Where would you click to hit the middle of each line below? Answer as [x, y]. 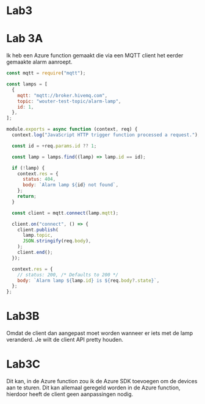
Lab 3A [25, 39]
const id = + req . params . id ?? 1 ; [54, 146]
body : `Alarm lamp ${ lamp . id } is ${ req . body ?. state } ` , [88, 280]
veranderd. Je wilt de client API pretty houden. [65, 340]
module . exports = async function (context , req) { [72, 129]
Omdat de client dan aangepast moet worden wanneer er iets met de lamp [100, 333]
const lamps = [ [27, 84]
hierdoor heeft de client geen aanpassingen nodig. [70, 394]
